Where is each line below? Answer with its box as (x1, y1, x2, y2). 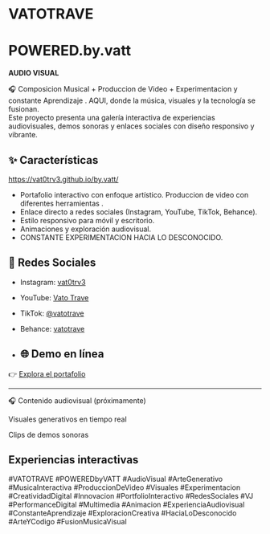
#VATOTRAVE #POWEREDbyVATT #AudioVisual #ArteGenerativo (8, 475, 223, 484)
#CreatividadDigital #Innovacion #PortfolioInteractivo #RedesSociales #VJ (8, 491, 254, 501)
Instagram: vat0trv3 (19, 277, 86, 287)
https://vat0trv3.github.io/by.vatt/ (8, 174, 119, 184)
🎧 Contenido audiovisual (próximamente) (8, 395, 146, 406)
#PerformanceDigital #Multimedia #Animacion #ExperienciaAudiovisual (8, 499, 245, 510)
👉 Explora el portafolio (8, 369, 86, 378)
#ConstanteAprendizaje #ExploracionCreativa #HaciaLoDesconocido (8, 508, 237, 518)
